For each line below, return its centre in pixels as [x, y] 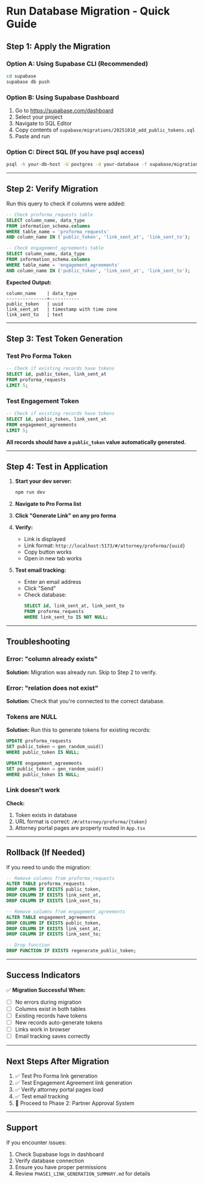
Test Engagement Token [43, 401]
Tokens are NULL [32, 717]
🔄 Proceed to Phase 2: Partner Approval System [75, 1103]
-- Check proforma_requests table [50, 214]
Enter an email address [53, 582]
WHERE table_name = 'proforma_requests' [58, 231]
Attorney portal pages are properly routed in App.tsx [80, 827]
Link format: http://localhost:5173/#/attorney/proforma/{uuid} [105, 546]
